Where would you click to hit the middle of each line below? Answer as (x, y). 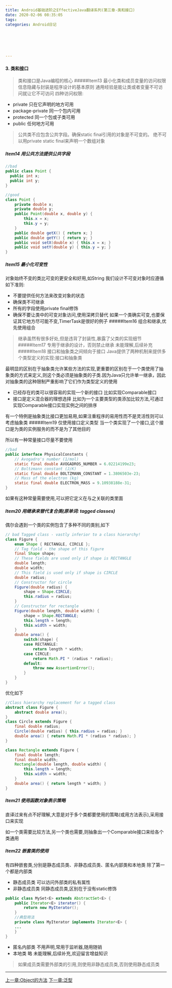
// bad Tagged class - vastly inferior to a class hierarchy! (73, 534)
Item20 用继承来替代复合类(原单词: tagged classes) (60, 511)
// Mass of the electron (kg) (47, 478)
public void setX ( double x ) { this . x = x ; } (63, 243)
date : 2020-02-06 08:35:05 (34, 15)
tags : (11, 20)
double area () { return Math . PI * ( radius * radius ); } (76, 736)
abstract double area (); (41, 712)
